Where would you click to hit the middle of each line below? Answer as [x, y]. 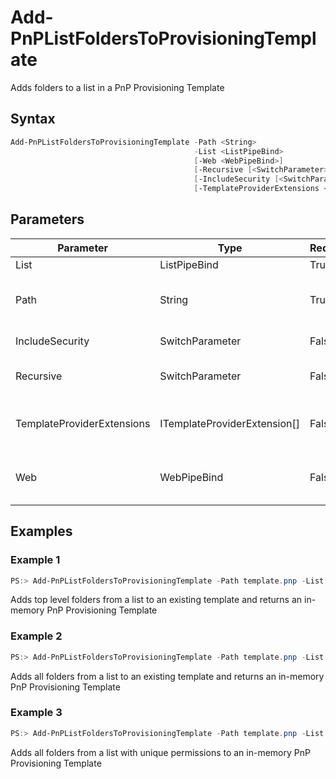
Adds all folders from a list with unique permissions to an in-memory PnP [160, 752]
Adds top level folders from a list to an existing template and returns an [156, 600]
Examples [41, 531]
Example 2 [36, 636]
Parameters [47, 219]
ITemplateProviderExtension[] [230, 423]
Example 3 [36, 713]
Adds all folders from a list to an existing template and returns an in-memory [167, 676]
